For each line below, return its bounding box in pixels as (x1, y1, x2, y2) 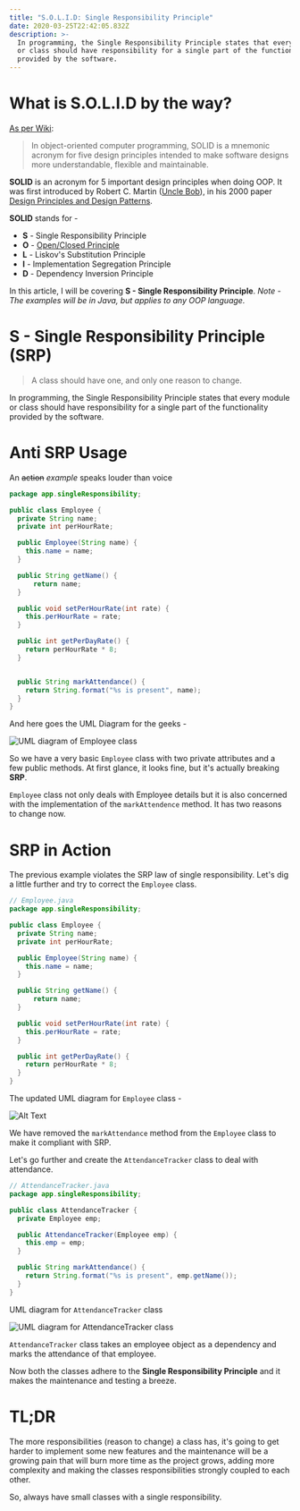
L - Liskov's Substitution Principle (21, 249, 146, 259)
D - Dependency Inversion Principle (21, 267, 154, 278)
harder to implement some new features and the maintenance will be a (9, 1446, 269, 1456)
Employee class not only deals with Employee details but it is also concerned (9, 789, 287, 801)
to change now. (9, 809, 66, 819)
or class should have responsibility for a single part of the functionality (9, 402, 269, 412)
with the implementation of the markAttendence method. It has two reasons (9, 799, 282, 810)
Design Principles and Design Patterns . (9, 195, 154, 206)
